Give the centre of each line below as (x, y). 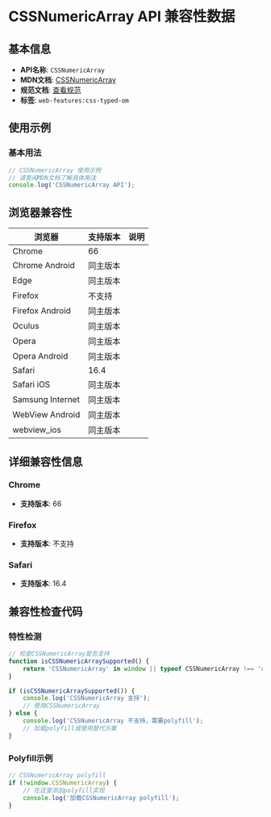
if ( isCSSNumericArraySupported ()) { (72, 691)
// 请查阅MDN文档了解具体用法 (52, 178)
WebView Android (46, 415)
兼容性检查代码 (46, 612)
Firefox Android (42, 311)
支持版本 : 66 (41, 503)
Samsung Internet (46, 400)
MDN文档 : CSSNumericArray (68, 80)
